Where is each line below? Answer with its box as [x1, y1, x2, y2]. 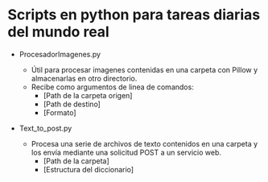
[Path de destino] [43, 99, 101, 109]
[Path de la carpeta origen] [43, 90, 133, 100]
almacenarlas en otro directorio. [31, 73, 138, 83]
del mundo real [7, 23, 109, 41]
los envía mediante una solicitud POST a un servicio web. [31, 147, 222, 157]
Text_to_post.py [19, 123, 72, 133]
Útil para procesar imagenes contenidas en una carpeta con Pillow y [31, 64, 258, 74]
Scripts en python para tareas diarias [7, 6, 261, 24]
